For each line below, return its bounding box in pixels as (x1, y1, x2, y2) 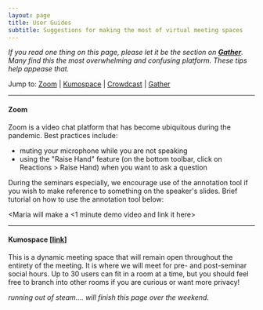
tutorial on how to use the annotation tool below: (8, 194, 164, 204)
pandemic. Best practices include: (8, 130, 118, 140)
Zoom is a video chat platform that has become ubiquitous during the (8, 122, 231, 132)
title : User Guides (8, 19, 72, 27)
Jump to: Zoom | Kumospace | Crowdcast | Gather (8, 79, 171, 89)
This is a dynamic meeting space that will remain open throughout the (8, 252, 233, 261)
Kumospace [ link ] (8, 235, 67, 244)
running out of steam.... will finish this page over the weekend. (8, 292, 210, 302)
